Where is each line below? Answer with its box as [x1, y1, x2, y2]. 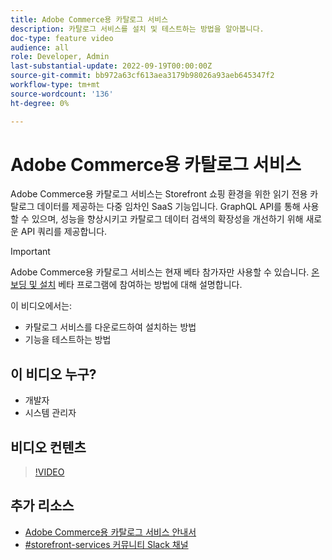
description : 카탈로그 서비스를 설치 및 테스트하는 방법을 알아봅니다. [10, 24, 265, 34]
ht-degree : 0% [10, 98, 70, 108]
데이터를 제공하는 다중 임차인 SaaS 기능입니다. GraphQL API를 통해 [36, 201, 301, 213]
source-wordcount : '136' [10, 89, 114, 99]
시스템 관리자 [24, 407, 77, 419]
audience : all [10, 42, 70, 53]
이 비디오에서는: [10, 300, 73, 312]
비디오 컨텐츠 [10, 439, 87, 456]
